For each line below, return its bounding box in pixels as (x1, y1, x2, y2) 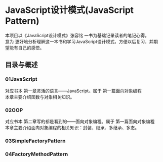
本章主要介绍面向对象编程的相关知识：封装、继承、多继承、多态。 (5, 124, 139, 130)
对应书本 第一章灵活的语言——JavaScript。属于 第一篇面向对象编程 (5, 88, 142, 94)
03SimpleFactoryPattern (5, 137, 66, 144)
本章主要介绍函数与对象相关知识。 (5, 94, 75, 100)
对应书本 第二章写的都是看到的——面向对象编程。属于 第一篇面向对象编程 (5, 118, 155, 124)
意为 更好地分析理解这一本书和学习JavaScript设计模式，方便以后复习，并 (5, 38, 154, 45)
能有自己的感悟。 (9, 45, 44, 51)
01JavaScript (5, 76, 38, 83)
